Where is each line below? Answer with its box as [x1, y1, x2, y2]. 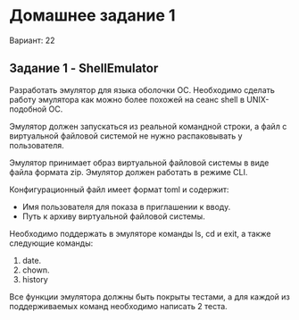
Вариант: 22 [9, 35, 55, 46]
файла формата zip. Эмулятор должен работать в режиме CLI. [9, 166, 248, 177]
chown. [21, 265, 50, 275]
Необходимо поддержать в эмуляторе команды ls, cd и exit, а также [9, 228, 271, 239]
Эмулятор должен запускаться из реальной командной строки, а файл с [9, 121, 287, 131]
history [21, 274, 49, 284]
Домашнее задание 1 [9, 5, 176, 26]
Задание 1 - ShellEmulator [9, 61, 159, 76]
